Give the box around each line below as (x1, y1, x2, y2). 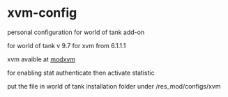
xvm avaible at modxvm (7, 54, 75, 64)
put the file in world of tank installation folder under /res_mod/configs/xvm (7, 82, 221, 90)
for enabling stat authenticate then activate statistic (7, 68, 155, 77)
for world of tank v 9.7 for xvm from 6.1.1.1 (7, 41, 126, 50)
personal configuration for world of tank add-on (7, 28, 145, 36)
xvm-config (7, 5, 77, 21)
